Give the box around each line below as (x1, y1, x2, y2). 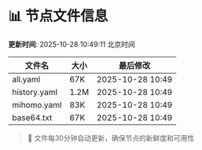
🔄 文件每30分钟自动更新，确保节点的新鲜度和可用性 (27, 133, 195, 142)
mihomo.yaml (12, 99, 62, 110)
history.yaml (12, 86, 57, 97)
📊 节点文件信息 (8, 7, 108, 25)
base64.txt (12, 112, 53, 123)
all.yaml (12, 74, 41, 85)
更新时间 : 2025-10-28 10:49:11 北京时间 (8, 39, 135, 49)
